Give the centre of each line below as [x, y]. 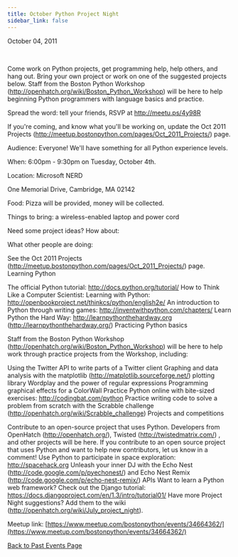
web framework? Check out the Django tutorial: [76, 487]
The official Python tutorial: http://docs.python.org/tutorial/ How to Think [114, 287]
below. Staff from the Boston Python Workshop [76, 83]
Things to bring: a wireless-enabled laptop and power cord [93, 217]
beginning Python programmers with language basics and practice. [106, 99]
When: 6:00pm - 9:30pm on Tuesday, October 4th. [82, 162]
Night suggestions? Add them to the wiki [67, 502]
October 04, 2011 [32, 41]
